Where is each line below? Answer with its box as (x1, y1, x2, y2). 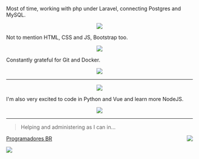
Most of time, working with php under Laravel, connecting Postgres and (6, 5, 181, 12)
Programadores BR (6, 135, 52, 142)
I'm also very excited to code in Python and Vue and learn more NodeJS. (6, 96, 184, 102)
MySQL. (6, 11, 26, 18)
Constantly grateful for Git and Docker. (6, 56, 101, 63)
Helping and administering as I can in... (20, 124, 116, 131)
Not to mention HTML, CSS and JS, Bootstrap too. (6, 34, 129, 41)
